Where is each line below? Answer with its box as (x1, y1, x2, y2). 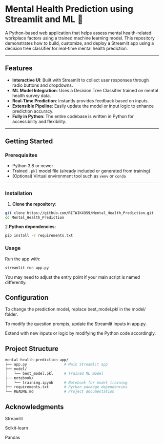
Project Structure (5, 345, 59, 353)
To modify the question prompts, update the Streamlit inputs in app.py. (5, 321, 147, 327)
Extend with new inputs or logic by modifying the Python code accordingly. (5, 330, 156, 336)
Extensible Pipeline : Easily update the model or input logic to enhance (12, 103, 154, 109)
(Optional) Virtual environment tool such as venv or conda (12, 173, 126, 179)
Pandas (5, 434, 20, 440)
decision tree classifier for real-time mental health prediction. (5, 45, 128, 51)
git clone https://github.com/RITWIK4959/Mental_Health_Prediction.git (5, 211, 154, 215)
